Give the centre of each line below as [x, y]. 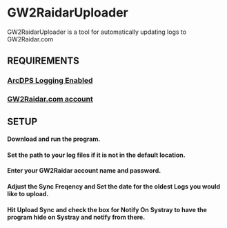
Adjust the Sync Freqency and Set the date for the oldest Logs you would [114, 186]
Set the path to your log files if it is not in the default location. [96, 155]
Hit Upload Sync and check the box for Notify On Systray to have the [107, 209]
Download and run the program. [54, 139]
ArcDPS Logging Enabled [50, 81]
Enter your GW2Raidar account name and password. [84, 171]
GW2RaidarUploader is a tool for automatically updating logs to [97, 32]
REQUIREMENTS [43, 61]
